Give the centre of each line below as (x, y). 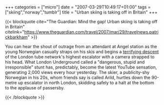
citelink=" (15, 32)
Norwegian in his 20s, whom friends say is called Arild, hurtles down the (78, 78)
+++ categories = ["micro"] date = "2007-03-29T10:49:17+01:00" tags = (78, 7)
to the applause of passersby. (35, 88)
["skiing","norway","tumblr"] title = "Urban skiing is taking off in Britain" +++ (81, 12)
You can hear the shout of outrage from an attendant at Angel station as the (81, 46)
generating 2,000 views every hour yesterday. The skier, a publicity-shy (77, 72)
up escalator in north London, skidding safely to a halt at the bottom (86, 83)
